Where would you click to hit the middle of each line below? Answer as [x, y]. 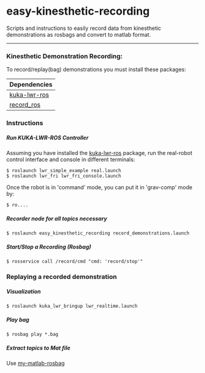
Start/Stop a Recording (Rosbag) [49, 247]
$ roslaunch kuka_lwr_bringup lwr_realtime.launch [72, 306]
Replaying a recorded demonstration [62, 277]
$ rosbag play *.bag [33, 334]
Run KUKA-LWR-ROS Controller [48, 137]
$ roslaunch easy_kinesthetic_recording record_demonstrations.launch [98, 233]
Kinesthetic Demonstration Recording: [65, 56]
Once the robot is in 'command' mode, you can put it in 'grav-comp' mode [99, 187]
